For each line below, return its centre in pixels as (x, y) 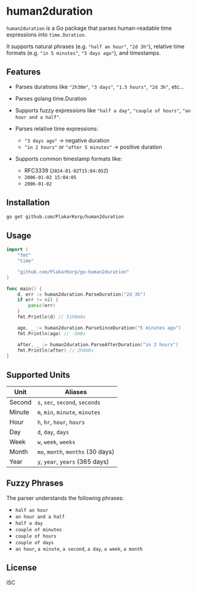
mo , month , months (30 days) (76, 452)
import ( (17, 250)
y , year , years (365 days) (73, 462)
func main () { (24, 288)
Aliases (76, 392)
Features (23, 72)
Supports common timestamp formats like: (69, 158)
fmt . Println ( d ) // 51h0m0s (52, 317)
